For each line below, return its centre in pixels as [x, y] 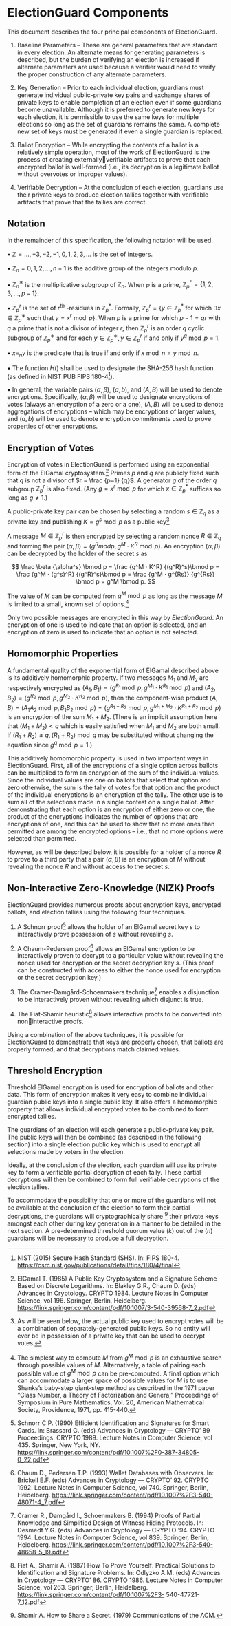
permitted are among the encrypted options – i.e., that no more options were [115, 831]
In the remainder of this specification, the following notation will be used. [110, 240]
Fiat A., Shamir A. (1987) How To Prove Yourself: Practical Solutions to [116, 1565]
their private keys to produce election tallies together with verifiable [113, 195]
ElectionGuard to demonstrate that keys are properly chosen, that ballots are [115, 1042]
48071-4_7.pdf [37, 1502]
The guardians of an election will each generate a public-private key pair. [111, 1130]
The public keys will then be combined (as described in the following [104, 1137]
